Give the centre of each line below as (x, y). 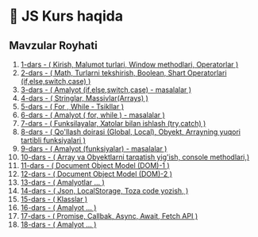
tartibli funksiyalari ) (53, 140)
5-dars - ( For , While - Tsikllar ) (72, 107)
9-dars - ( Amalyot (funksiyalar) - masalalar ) (94, 149)
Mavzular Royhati (53, 46)
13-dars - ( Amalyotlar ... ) (63, 182)
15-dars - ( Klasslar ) (54, 199)
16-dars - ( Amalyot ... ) (58, 208)
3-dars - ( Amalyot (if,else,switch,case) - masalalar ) (106, 90)
